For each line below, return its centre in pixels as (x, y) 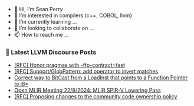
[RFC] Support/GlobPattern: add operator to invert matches (86, 72)
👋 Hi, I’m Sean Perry (38, 9)
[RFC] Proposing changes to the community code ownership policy (96, 97)
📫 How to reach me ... (41, 35)
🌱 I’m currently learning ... (45, 22)
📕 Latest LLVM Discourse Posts (51, 52)
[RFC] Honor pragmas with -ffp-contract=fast (69, 65)
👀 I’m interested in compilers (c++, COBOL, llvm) (73, 15)
